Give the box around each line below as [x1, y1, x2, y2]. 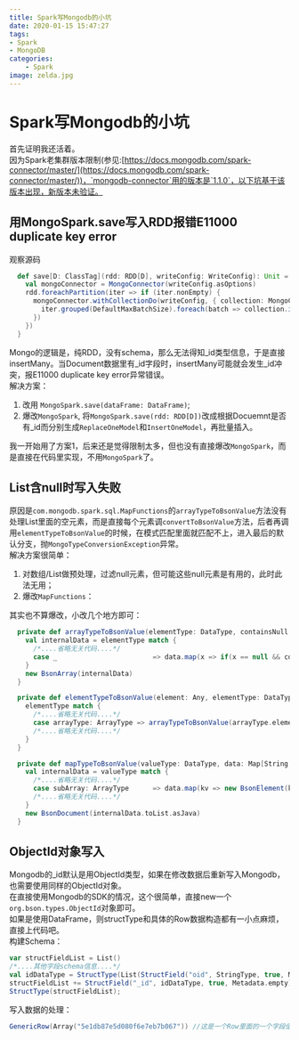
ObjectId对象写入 [9, 843, 105, 859]
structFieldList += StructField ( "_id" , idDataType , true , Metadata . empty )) [9, 979, 296, 987]
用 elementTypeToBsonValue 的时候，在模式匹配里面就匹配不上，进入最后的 [9, 527, 277, 539]
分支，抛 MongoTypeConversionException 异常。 [16, 539, 184, 549]
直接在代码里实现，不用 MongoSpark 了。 [16, 451, 158, 462]
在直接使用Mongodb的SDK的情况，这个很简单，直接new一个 [9, 891, 232, 902]
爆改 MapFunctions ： [21, 591, 94, 602]
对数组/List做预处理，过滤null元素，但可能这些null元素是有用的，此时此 [21, 569, 283, 580]
